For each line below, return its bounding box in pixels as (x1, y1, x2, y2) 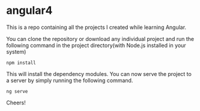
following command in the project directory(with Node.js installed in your (6, 42, 186, 49)
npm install (6, 60, 36, 66)
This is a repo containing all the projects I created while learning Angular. (6, 24, 187, 31)
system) (6, 48, 26, 55)
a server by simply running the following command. (6, 77, 133, 84)
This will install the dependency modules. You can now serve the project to (6, 70, 192, 77)
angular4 (6, 4, 53, 17)
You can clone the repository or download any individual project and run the (6, 35, 194, 42)
